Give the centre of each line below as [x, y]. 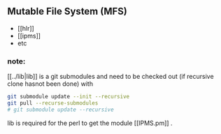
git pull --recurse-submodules [53, 103]
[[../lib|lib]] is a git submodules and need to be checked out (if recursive [111, 77]
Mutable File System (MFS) [67, 12]
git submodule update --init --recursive [69, 97]
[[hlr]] [26, 28]
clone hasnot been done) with [50, 84]
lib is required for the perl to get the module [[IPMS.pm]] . [90, 123]
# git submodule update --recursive [60, 110]
